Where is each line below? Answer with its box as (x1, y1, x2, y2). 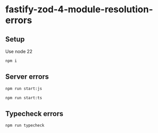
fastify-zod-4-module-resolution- (5, 4, 153, 15)
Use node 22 (5, 49, 33, 54)
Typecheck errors (5, 109, 63, 118)
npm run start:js (5, 86, 42, 91)
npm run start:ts (5, 95, 42, 100)
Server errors (5, 73, 49, 81)
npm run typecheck (5, 123, 44, 128)
